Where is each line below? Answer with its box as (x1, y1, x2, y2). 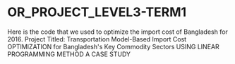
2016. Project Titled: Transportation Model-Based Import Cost (7, 34, 187, 43)
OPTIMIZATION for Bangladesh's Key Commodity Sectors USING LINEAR (7, 42, 220, 51)
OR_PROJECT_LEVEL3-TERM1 (7, 4, 187, 20)
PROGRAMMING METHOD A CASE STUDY (7, 50, 131, 58)
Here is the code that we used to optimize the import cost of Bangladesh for (7, 27, 228, 36)
